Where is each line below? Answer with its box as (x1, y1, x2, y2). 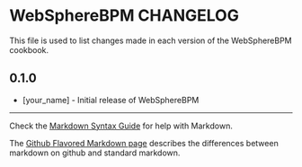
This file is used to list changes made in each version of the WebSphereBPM (9, 35, 292, 46)
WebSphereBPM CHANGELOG (9, 5, 240, 26)
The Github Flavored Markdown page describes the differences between (9, 137, 279, 148)
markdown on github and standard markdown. (9, 147, 181, 158)
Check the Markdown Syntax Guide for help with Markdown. (9, 120, 234, 131)
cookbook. (9, 44, 49, 55)
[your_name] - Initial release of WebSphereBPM (22, 94, 200, 105)
